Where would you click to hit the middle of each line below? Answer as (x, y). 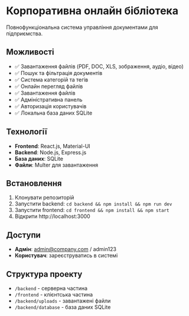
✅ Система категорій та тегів (51, 79)
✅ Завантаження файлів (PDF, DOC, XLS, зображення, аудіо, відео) (99, 66)
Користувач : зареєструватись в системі (66, 256)
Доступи (24, 235)
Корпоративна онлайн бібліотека (92, 11)
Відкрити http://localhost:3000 (52, 216)
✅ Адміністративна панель (48, 99)
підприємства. (25, 33)
